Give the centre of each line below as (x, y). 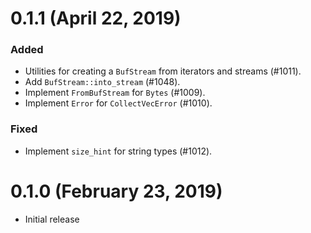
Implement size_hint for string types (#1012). (118, 151)
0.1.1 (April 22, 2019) (96, 18)
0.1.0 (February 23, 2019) (116, 191)
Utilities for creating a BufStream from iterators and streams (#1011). (163, 71)
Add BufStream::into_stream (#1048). (102, 82)
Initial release (52, 219)
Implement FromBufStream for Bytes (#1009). (115, 93)
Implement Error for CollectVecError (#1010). (118, 103)
